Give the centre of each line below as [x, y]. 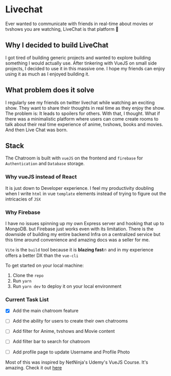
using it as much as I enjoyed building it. [47, 74]
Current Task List [27, 300]
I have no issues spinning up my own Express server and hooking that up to [85, 223]
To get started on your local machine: [45, 265]
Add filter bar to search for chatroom [51, 342]
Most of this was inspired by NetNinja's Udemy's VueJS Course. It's [77, 362]
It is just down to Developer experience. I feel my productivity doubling [80, 188]
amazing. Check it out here [34, 367]
